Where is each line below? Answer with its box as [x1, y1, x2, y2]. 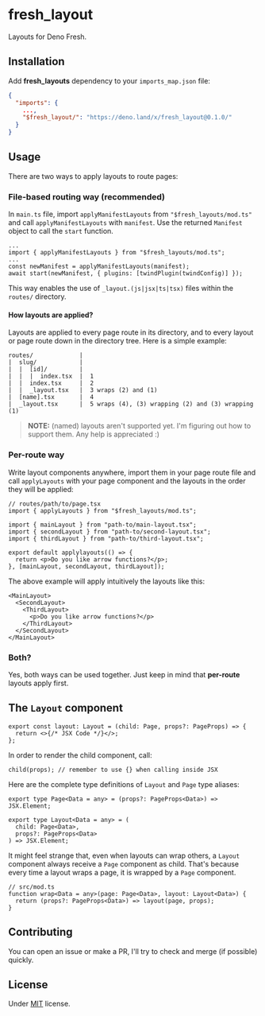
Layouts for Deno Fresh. [8, 32, 87, 41]
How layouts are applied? [8, 310, 94, 320]
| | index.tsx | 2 [8, 379, 94, 387]
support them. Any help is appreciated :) [27, 429, 160, 439]
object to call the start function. [8, 227, 113, 236]
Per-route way [8, 449, 65, 460]
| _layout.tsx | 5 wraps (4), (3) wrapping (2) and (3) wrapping [8, 400, 254, 409]
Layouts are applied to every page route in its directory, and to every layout [8, 328, 254, 337]
